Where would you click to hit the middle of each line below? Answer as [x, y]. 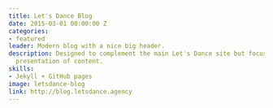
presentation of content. [60, 62]
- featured [27, 39]
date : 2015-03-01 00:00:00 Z [58, 24]
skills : [22, 69]
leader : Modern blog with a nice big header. [87, 46]
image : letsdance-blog [47, 84]
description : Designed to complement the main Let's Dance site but [127, 54]
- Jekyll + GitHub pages [50, 76]
